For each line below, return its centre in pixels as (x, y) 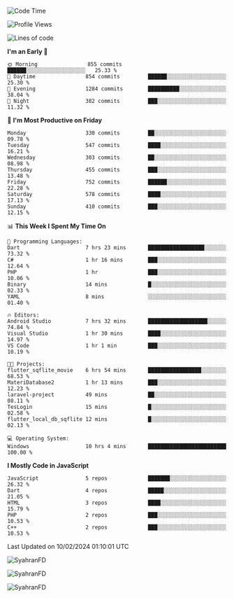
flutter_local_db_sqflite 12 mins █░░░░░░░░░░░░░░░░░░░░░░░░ (117, 419)
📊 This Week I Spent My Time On (57, 226)
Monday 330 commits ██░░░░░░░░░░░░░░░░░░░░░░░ (117, 133)
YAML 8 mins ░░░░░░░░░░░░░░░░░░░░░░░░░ (117, 297)
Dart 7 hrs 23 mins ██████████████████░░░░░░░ (117, 248)
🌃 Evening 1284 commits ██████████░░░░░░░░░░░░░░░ (117, 89)
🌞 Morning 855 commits (65, 64)
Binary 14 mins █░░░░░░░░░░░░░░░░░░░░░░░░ (117, 284)
